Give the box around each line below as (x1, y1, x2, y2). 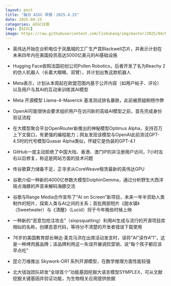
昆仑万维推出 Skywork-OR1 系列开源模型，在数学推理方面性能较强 (12, 258, 151, 264)
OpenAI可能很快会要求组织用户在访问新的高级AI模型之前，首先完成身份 (12, 108, 162, 114)
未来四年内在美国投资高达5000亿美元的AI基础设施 (12, 52, 118, 58)
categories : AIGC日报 (5, 21, 50, 27)
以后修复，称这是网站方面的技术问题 (17, 155, 93, 161)
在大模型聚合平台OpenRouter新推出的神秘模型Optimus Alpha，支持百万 (12, 125, 163, 131)
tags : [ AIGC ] (5, 26, 33, 32)
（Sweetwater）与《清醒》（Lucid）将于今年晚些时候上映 (12, 207, 132, 213)
